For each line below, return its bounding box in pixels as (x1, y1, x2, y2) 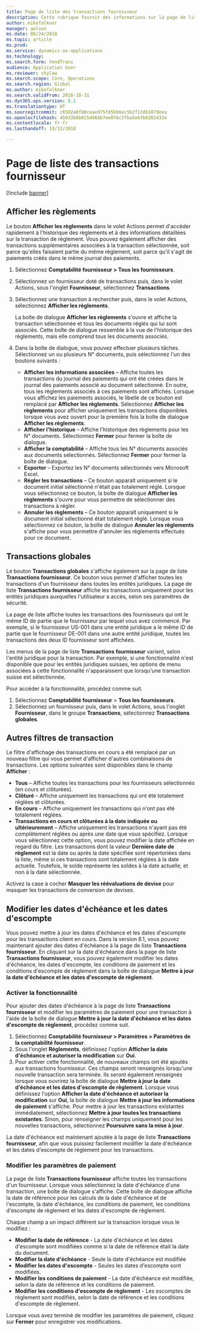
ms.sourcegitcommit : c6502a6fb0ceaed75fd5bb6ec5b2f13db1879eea (6, 109, 167, 115)
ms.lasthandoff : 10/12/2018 (6, 126, 77, 132)
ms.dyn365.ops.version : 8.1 (6, 98, 77, 104)
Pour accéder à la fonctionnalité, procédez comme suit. (6, 685, 143, 692)
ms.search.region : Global (6, 81, 71, 87)
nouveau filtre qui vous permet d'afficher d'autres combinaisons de (6, 755, 172, 763)
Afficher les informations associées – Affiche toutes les (23, 368, 163, 376)
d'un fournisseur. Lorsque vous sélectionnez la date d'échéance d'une (6, 1181, 180, 1188)
